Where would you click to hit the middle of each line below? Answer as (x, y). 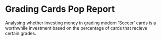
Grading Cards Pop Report (60, 9)
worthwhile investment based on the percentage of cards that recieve (76, 28)
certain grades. (21, 33)
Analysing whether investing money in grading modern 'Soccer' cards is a (80, 23)
